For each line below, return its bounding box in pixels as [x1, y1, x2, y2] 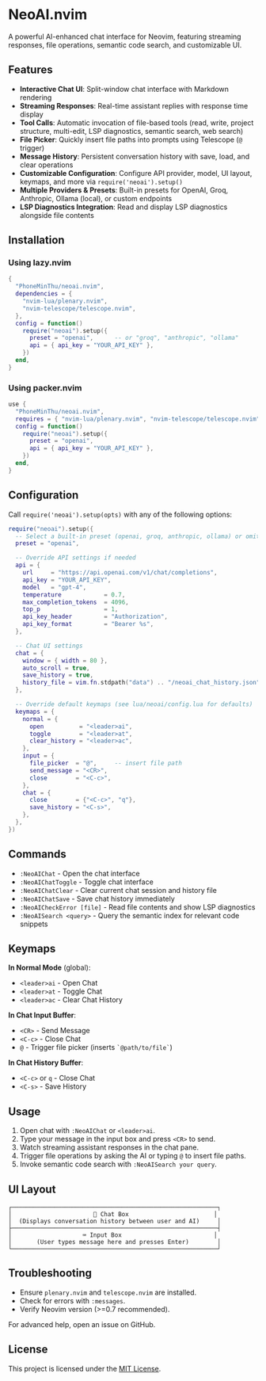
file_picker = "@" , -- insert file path [28, 759, 182, 768]
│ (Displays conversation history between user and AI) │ [8, 1218, 222, 1226]
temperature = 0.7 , [22, 590, 126, 599]
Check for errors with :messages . [19, 1295, 126, 1305]
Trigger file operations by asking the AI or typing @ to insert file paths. [19, 1151, 247, 1161]
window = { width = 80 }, [22, 656, 108, 665]
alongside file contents [19, 210, 95, 219]
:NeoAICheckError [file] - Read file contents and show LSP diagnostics [19, 902, 256, 912]
